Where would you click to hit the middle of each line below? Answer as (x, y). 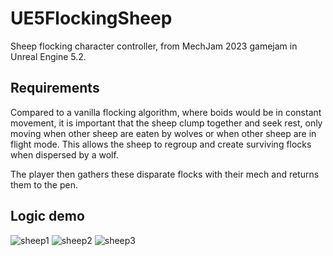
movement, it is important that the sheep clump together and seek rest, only (166, 123)
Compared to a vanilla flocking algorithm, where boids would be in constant (166, 112)
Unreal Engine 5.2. (48, 56)
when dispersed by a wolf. (64, 154)
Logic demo (47, 216)
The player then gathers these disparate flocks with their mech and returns (165, 174)
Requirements (55, 88)
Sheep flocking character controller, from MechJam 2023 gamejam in (154, 46)
